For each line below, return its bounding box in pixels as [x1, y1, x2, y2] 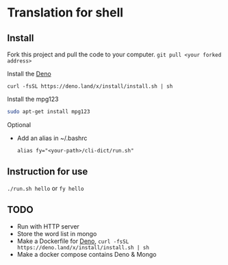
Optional [7, 120, 31, 128]
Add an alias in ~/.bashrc [16, 134, 88, 142]
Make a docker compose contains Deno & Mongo [16, 250, 157, 258]
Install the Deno [7, 70, 51, 78]
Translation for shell [7, 5, 124, 21]
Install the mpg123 [7, 95, 59, 103]
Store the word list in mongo [16, 229, 97, 238]
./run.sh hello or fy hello [7, 184, 84, 192]
